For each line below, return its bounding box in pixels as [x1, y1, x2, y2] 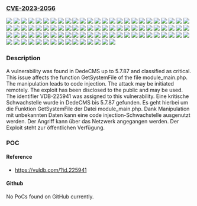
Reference [6, 153, 33, 161]
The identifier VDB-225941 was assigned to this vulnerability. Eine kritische [6, 93, 189, 100]
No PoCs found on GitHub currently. [6, 193, 94, 200]
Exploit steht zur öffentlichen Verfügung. [6, 124, 105, 131]
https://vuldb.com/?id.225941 [14, 166, 87, 174]
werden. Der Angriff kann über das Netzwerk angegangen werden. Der [6, 117, 179, 125]
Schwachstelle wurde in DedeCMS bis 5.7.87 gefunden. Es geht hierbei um [6, 99, 188, 106]
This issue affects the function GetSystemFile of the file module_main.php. [6, 74, 188, 81]
